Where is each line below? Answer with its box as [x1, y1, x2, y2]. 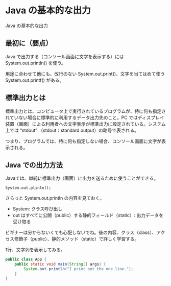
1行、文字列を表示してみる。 [5, 247, 65, 253]
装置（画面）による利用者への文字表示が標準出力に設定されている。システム [5, 121, 166, 127]
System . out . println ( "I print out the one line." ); [23, 267, 134, 272]
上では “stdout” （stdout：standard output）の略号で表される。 [5, 127, 139, 133]
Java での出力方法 [5, 160, 63, 169]
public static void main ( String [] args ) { [14, 261, 106, 267]
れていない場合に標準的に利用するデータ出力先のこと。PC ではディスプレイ [5, 114, 164, 121]
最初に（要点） [5, 39, 53, 47]
